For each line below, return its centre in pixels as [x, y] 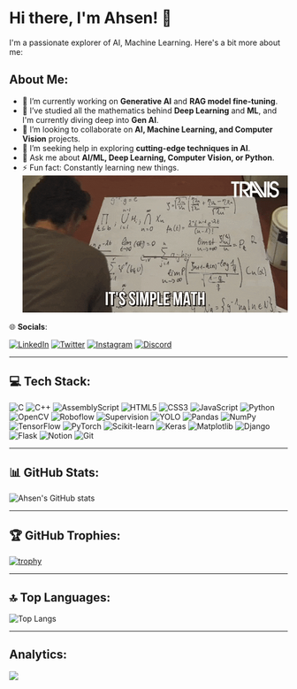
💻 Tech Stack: [50, 382]
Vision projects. [51, 138]
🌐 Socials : [28, 326]
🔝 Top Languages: [60, 597]
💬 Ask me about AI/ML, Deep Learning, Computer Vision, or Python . [148, 157]
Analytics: [38, 655]
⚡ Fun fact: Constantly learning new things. [100, 167]
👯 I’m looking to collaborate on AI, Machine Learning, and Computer [147, 129]
